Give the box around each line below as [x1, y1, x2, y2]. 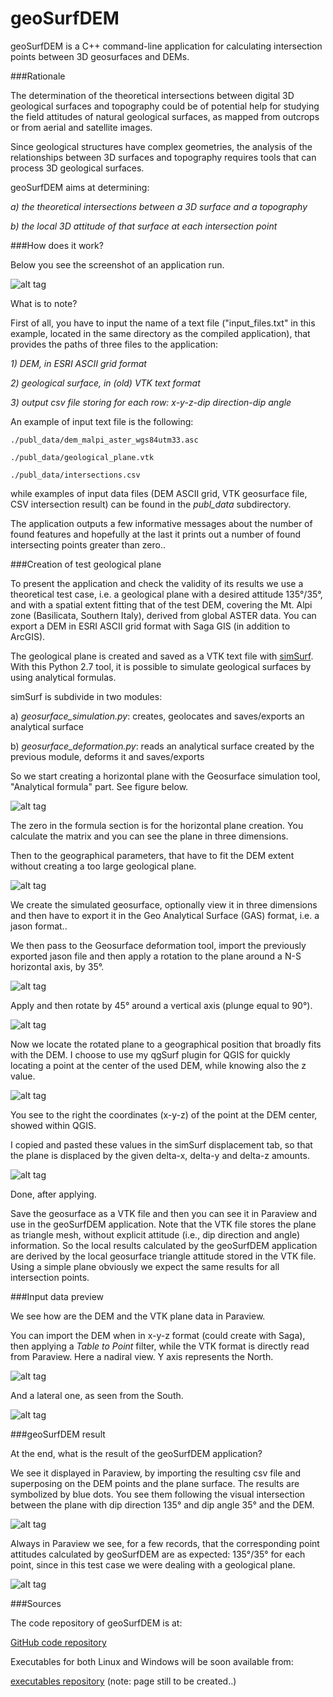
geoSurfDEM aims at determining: [10, 181, 150, 193]
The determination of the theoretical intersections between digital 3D [10, 89, 295, 101]
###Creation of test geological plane [10, 558, 162, 570]
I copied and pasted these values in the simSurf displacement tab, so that [10, 1138, 313, 1151]
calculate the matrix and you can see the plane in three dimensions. [10, 830, 289, 842]
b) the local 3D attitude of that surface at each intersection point [10, 220, 278, 232]
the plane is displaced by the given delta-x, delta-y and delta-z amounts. [10, 1149, 310, 1161]
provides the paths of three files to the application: [10, 338, 219, 350]
